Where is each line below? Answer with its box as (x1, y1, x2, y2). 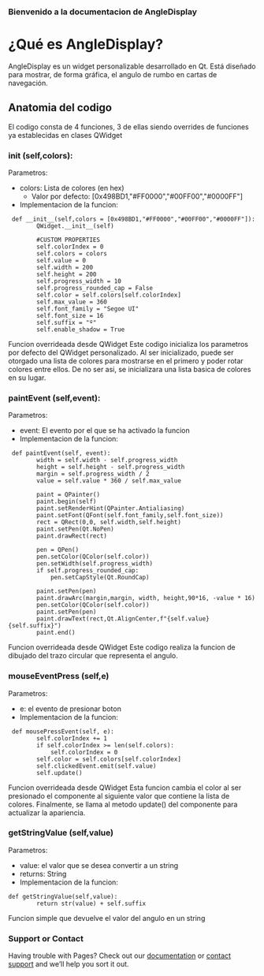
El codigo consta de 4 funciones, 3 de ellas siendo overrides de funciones (8, 121, 250, 132)
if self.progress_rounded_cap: (36, 567, 139, 575)
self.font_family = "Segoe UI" (36, 304, 139, 313)
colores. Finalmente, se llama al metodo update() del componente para (8, 799, 238, 809)
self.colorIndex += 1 (36, 734, 108, 743)
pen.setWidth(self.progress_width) (36, 560, 154, 568)
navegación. (8, 78, 49, 88)
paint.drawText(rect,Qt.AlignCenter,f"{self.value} (36, 615, 210, 623)
